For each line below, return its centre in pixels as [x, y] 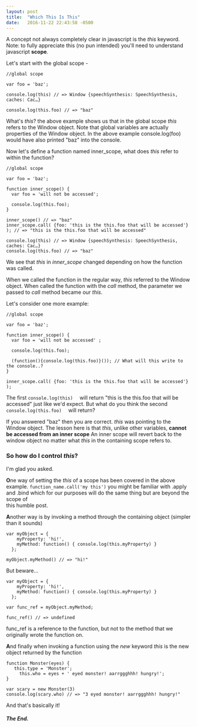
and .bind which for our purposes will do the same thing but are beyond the [98, 493]
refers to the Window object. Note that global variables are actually [88, 127]
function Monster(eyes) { [38, 663]
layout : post [22, 12]
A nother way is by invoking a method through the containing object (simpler [98, 516]
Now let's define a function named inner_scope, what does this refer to [92, 152]
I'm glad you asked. [30, 469]
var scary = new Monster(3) [41, 689]
